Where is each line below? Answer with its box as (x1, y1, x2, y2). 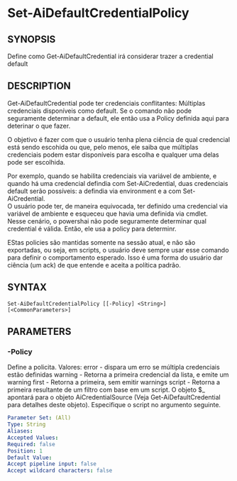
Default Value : (7, 454, 53, 461)
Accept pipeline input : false (7, 460, 97, 468)
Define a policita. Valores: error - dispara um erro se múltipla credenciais (7, 363, 220, 372)
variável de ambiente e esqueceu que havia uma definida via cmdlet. (7, 209, 208, 218)
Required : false (7, 441, 55, 448)
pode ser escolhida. (7, 157, 65, 166)
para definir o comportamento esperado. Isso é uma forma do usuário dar (7, 253, 224, 262)
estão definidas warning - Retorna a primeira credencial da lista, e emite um (7, 370, 229, 379)
